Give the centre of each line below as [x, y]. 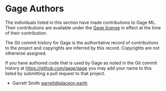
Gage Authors [35, 9]
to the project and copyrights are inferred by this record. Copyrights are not [83, 48]
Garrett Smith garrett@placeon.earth [50, 83]
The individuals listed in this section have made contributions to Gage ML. [81, 22]
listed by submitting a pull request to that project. [55, 73]
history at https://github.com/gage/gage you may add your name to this [79, 68]
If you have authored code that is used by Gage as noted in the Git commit [81, 63]
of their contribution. [26, 33]
